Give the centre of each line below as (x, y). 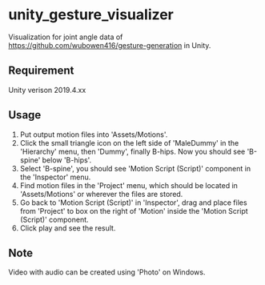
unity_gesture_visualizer (91, 15)
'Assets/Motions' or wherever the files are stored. (101, 194)
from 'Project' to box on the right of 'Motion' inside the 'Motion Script (134, 211)
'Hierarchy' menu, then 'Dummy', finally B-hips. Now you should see (132, 151)
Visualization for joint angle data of (66, 37)
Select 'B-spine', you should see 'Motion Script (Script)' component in (135, 168)
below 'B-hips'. (67, 160)
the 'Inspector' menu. (55, 177)
